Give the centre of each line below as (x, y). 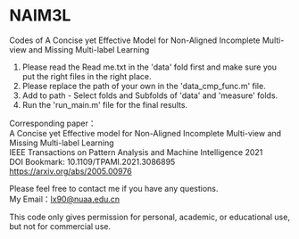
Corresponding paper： (53, 123)
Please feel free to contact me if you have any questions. (114, 188)
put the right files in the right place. (87, 76)
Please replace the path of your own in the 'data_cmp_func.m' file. (144, 86)
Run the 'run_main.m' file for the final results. (105, 104)
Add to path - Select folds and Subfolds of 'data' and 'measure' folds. (150, 95)
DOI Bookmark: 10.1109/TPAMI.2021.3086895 (92, 161)
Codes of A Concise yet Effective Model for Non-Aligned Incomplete (135, 40)
